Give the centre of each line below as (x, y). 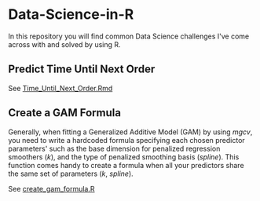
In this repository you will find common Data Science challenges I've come (129, 36)
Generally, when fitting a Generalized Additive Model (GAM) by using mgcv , (130, 132)
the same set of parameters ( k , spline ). (71, 174)
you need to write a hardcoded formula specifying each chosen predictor (126, 140)
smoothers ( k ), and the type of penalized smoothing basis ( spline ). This (124, 157)
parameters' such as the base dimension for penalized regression (114, 148)
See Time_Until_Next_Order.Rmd (60, 88)
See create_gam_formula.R (52, 188)
